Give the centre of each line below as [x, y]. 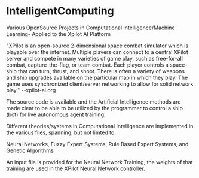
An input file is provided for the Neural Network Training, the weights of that [99, 162]
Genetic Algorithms [30, 150]
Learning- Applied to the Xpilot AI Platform [58, 34]
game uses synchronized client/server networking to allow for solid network [100, 84]
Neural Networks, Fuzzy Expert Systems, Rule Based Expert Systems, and [97, 144]
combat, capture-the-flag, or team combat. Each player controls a [87, 65]
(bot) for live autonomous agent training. [56, 114]
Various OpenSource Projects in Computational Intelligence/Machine [91, 28]
